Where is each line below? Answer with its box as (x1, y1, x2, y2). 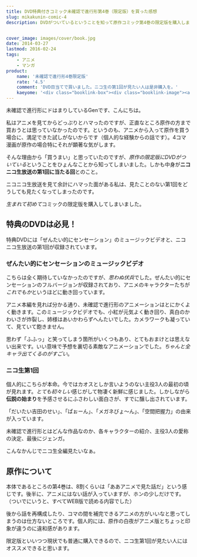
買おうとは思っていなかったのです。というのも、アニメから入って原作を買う (6, 127, 190, 133)
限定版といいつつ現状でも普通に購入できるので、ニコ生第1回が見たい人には (6, 538, 188, 545)
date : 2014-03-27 (6, 40, 49, 47)
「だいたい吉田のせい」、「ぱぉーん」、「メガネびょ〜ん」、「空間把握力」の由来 (6, 408, 191, 415)
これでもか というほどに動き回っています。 (6, 289, 108, 296)
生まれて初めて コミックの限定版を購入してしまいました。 (6, 201, 145, 207)
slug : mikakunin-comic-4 (6, 14, 67, 20)
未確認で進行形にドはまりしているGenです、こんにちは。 (6, 107, 144, 113)
